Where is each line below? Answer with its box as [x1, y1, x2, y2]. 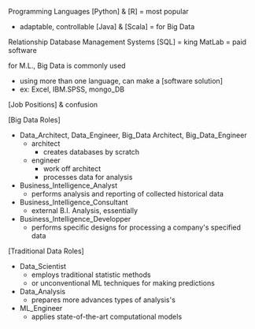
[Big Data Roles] [8, 115, 61, 125]
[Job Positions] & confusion [8, 100, 98, 109]
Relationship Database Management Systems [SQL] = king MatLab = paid [8, 37, 246, 47]
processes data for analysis [42, 173, 133, 181]
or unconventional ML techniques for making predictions [31, 279, 215, 287]
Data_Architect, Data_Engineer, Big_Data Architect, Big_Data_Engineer [19, 130, 247, 140]
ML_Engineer [19, 304, 63, 312]
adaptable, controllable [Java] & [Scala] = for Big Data [19, 22, 195, 31]
